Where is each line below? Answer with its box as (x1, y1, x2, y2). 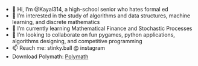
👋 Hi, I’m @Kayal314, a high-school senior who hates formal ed (11, 6, 168, 13)
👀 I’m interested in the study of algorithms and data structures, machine (11, 12, 191, 19)
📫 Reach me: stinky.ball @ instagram (11, 44, 106, 51)
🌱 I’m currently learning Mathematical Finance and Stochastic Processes (11, 25, 193, 32)
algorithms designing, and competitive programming (11, 38, 143, 44)
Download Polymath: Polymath (11, 53, 89, 60)
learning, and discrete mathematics (11, 19, 100, 25)
